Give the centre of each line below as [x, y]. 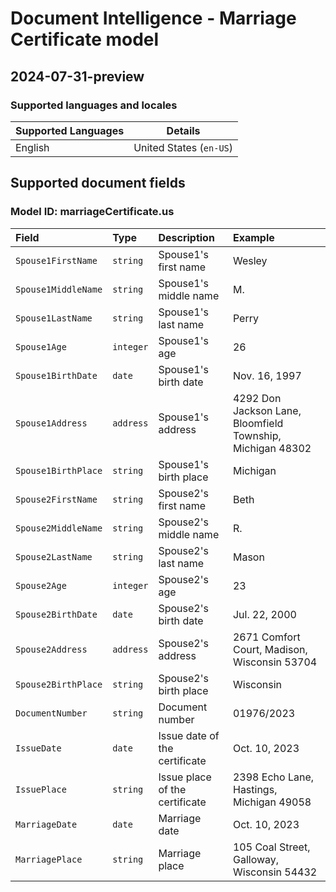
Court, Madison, [270, 649]
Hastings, [255, 789]
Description [186, 237]
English [32, 147]
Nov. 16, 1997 [267, 375]
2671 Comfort [266, 637]
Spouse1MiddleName [59, 289]
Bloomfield [258, 423]
